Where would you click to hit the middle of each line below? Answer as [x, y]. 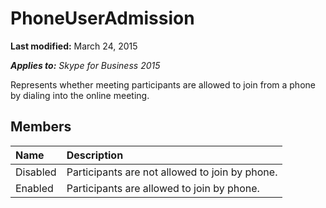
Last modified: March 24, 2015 [74, 46]
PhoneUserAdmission [102, 18]
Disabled [36, 172]
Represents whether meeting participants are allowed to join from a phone [163, 84]
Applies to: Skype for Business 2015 [85, 65]
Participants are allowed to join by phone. [163, 188]
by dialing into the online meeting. [80, 95]
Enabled [34, 188]
